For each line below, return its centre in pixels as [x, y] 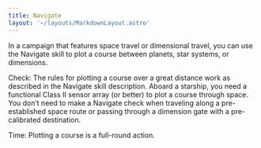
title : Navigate [35, 15]
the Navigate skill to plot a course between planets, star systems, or [119, 54]
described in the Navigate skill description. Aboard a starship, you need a [128, 86]
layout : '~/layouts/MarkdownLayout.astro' [79, 23]
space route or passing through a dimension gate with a [138, 111]
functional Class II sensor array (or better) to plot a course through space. [129, 94]
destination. [62, 120]
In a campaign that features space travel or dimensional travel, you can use [130, 45]
